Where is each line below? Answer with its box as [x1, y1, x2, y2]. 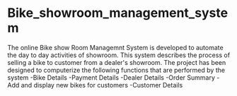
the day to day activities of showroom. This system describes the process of [7, 51, 231, 59]
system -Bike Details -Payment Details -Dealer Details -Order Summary [7, 73, 216, 82]
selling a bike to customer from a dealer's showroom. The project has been [7, 58, 226, 66]
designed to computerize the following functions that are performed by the [7, 66, 225, 74]
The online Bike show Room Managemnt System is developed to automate [7, 43, 224, 52]
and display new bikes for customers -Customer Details [21, 80, 183, 89]
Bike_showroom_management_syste [7, 5, 229, 21]
